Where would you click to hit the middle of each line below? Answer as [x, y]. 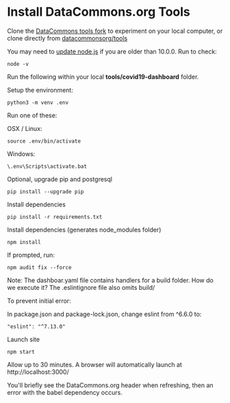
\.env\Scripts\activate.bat [47, 166]
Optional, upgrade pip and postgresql [60, 179]
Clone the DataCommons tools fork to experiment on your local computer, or [115, 31]
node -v [18, 64]
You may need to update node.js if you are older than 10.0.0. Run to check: [112, 51]
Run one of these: [32, 115]
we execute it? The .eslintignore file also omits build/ [81, 287]
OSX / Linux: [25, 128]
